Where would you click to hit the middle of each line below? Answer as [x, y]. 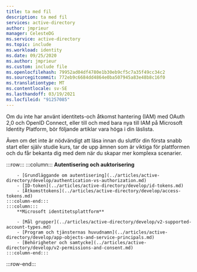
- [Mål [25, 222]
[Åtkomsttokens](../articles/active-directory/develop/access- [101, 191]
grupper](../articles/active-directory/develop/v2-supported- [114, 222]
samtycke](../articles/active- [108, 242]
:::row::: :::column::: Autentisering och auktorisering [70, 164]
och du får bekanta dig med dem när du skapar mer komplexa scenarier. [94, 153]
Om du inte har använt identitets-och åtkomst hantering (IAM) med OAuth [96, 116]
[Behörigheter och [44, 242]
